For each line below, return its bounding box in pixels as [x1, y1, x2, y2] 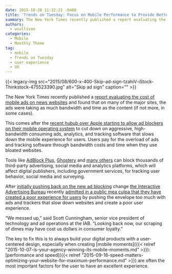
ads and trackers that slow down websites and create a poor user [5, 200, 143, 206]
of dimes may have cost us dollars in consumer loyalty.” [5, 226, 123, 232]
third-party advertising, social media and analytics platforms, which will [5, 163, 156, 169]
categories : [5, 31, 31, 36]
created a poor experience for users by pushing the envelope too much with [5, 194, 166, 200]
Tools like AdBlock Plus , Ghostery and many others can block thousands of [5, 157, 164, 164]
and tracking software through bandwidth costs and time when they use [5, 142, 158, 148]
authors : [5, 21, 24, 27]
